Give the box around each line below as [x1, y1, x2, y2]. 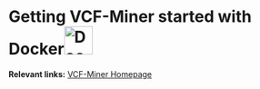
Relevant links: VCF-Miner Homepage [8, 68, 153, 79]
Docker [8, 39, 65, 60]
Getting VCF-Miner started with [8, 6, 252, 27]
